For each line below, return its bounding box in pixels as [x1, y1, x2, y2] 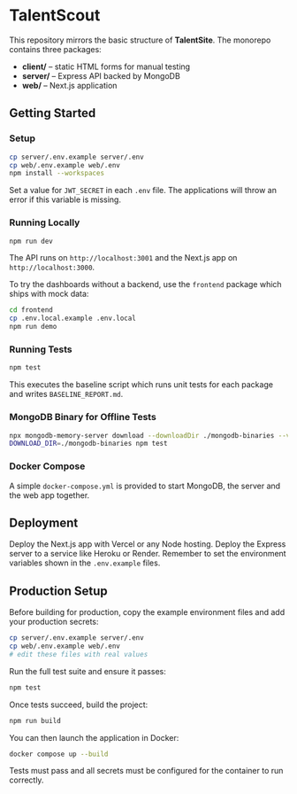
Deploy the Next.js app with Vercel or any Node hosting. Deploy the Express [9, 539, 286, 549]
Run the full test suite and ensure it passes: [9, 666, 166, 676]
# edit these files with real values [9, 650, 148, 658]
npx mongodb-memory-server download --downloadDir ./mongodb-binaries [9, 431, 275, 440]
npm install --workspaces [9, 169, 104, 178]
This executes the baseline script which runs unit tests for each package [9, 379, 274, 390]
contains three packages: [9, 43, 102, 54]
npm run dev [9, 237, 53, 245]
